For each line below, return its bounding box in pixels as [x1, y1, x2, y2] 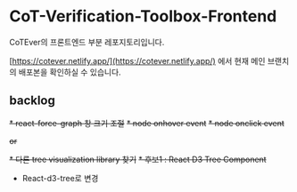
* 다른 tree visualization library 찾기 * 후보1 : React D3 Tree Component [9, 154, 267, 164]
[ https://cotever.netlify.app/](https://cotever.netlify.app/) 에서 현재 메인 [9, 55, 266, 66]
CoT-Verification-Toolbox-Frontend [9, 6, 277, 27]
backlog [9, 93, 56, 108]
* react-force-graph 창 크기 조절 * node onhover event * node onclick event [9, 117, 285, 128]
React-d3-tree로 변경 [21, 172, 99, 183]
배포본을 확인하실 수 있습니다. [18, 67, 122, 77]
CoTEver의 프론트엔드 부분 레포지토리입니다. [9, 36, 165, 47]
